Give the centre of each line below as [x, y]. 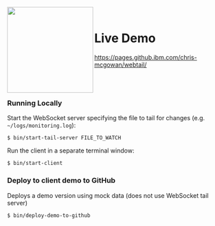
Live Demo [125, 38]
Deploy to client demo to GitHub [61, 181]
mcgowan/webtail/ [121, 65]
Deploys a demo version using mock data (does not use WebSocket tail [108, 195]
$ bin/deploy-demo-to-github [49, 215]
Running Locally [35, 103]
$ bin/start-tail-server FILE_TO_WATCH [64, 138]
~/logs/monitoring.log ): [42, 125]
